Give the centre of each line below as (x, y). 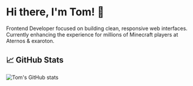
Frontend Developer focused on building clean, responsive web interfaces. (97, 28)
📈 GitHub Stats (35, 60)
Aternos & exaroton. (30, 41)
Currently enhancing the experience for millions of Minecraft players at (92, 34)
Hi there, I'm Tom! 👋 (55, 12)
